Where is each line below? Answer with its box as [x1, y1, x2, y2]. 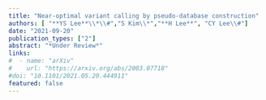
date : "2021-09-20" [8, 27, 75, 35]
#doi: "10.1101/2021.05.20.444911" [8, 72, 129, 80]
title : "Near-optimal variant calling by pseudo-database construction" [8, 11, 260, 20]
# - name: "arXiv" [8, 57, 75, 65]
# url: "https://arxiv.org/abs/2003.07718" [8, 65, 169, 73]
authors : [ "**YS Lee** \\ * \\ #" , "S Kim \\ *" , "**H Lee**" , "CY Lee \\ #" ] [8, 19, 249, 27]
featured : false [8, 79, 63, 87]
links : [8, 49, 31, 57]
